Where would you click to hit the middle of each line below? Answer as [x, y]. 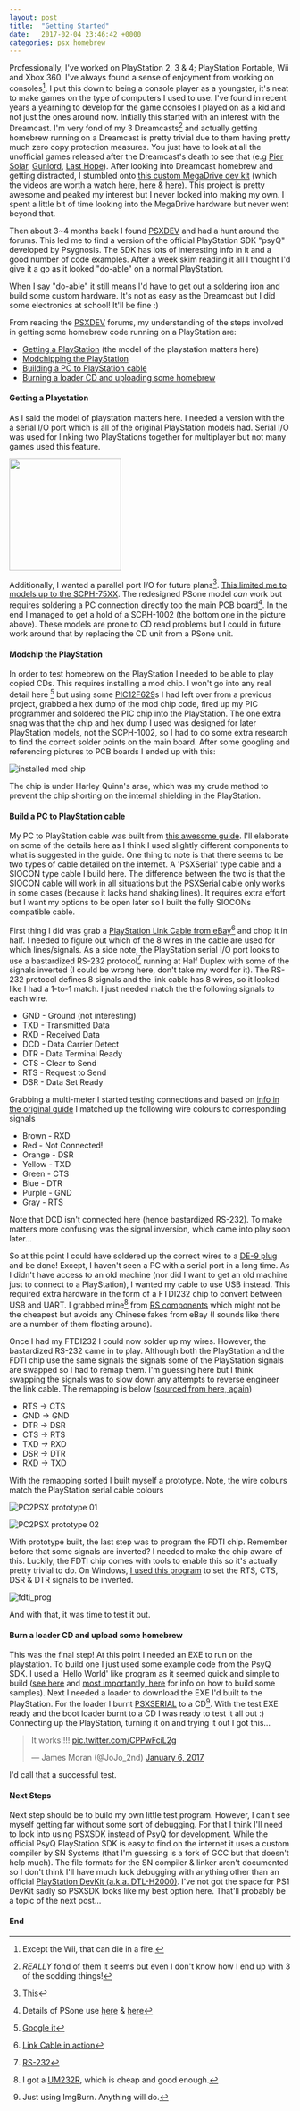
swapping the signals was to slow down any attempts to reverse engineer [144, 1379]
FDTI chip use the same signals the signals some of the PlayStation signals [146, 1360]
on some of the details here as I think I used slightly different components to [149, 845]
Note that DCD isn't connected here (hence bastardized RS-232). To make [146, 1220]
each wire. [29, 998]
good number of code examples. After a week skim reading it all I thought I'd [150, 259]
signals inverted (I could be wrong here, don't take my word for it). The [139, 970]
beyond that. [33, 213]
